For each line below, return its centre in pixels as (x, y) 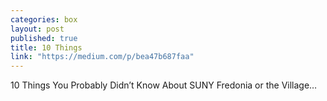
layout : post (37, 29)
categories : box (44, 19)
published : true (44, 38)
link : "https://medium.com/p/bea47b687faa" (102, 57)
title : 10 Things (46, 47)
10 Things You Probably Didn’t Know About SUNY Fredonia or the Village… (164, 85)
